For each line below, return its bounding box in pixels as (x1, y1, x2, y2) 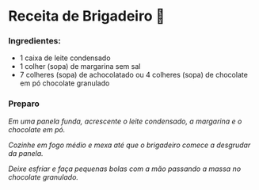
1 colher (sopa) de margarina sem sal (19, 62, 141, 71)
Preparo (8, 98, 40, 109)
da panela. (8, 148, 44, 158)
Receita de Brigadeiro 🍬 (8, 7, 166, 25)
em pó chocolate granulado (19, 78, 110, 88)
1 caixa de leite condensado (19, 53, 111, 63)
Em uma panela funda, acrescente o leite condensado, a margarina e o (8, 116, 242, 126)
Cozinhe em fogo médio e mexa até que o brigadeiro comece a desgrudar (8, 140, 251, 150)
